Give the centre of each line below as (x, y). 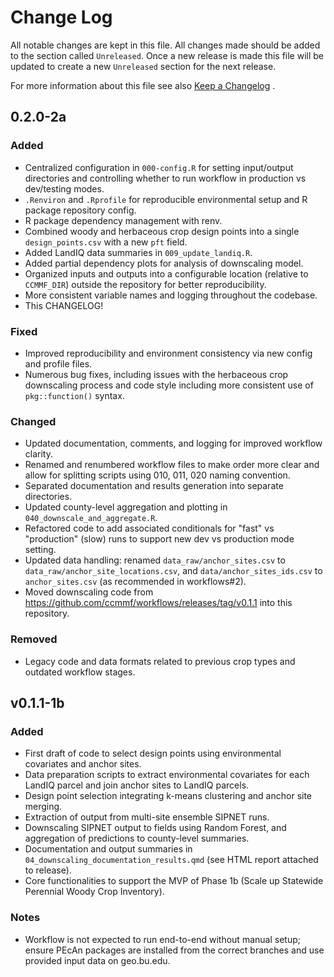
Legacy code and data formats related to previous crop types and (160, 661)
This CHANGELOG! (64, 305)
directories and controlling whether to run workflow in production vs (165, 178)
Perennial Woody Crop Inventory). (94, 892)
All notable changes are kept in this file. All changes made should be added (165, 45)
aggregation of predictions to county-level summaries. (137, 838)
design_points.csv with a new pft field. (106, 242)
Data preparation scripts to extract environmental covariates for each (167, 775)
